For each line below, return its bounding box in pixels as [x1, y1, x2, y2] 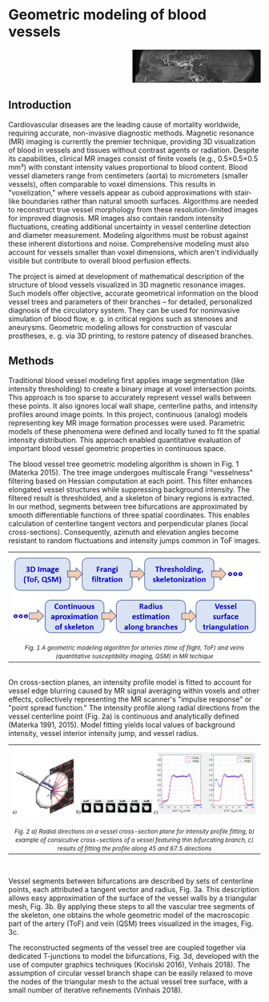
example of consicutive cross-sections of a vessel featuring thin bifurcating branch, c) [14, 835, 255, 844]
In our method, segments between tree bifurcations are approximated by [8, 501, 248, 511]
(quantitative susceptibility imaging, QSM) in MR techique [55, 653, 214, 661]
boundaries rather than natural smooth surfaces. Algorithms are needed [21, 196, 259, 206]
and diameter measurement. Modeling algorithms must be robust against [8, 230, 249, 239]
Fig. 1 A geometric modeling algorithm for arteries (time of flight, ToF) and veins [24, 644, 245, 652]
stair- [235, 187, 252, 197]
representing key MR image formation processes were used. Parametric [8, 418, 246, 428]
